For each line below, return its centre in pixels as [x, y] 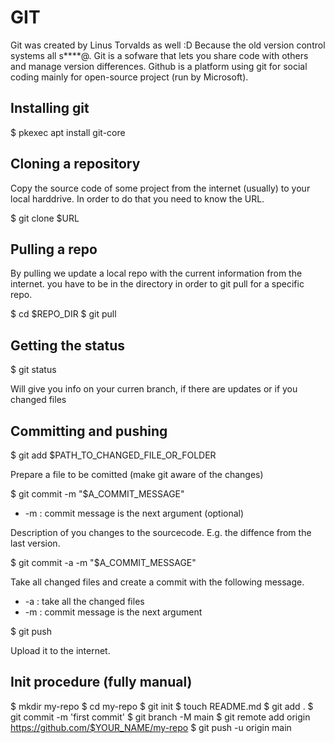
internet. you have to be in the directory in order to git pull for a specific [157, 284]
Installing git [50, 108]
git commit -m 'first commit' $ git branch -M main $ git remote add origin [160, 717]
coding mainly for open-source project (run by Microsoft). [129, 77]
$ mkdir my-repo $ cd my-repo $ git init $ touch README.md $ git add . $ [162, 706]
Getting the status [68, 345]
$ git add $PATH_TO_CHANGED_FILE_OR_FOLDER [113, 455]
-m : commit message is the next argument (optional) [134, 513]
